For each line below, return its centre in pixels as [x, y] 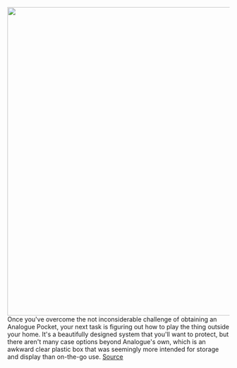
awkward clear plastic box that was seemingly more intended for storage [113, 349]
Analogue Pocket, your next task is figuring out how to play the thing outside [119, 327]
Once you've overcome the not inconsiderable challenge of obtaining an [112, 319]
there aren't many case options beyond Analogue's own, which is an [107, 342]
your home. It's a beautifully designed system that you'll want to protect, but [118, 334]
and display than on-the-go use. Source [65, 357]
